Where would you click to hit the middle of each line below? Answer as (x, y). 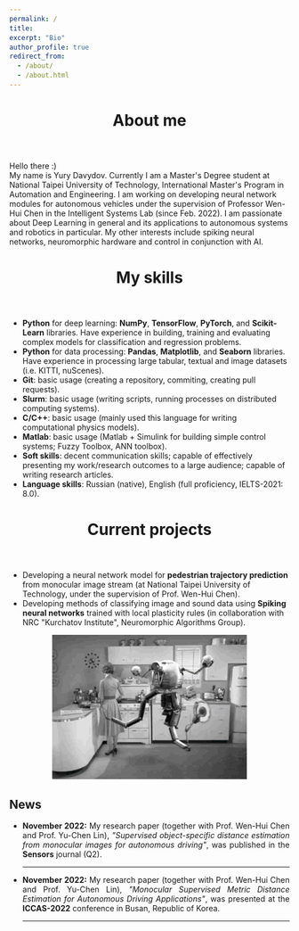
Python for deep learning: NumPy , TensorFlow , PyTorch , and (136, 323)
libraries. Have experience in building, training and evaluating (158, 333)
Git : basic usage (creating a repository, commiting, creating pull (139, 380)
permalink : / (33, 19)
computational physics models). (81, 427)
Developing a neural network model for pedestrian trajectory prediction (155, 575)
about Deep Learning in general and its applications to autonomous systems (149, 223)
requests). (41, 390)
